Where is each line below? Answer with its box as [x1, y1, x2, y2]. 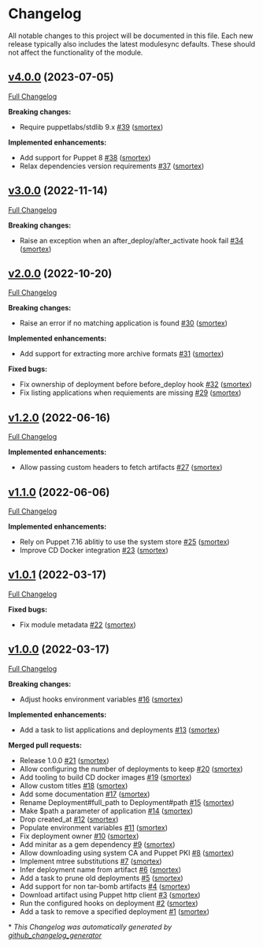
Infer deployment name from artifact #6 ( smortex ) [19, 864, 182, 874]
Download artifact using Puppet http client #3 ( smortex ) [19, 890, 201, 899]
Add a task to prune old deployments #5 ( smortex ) [19, 873, 183, 882]
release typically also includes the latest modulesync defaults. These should [8, 39, 256, 48]
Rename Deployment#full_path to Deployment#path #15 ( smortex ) [19, 797, 235, 807]
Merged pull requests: [8, 740, 83, 750]
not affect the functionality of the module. [8, 47, 143, 57]
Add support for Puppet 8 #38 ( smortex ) [19, 152, 151, 162]
